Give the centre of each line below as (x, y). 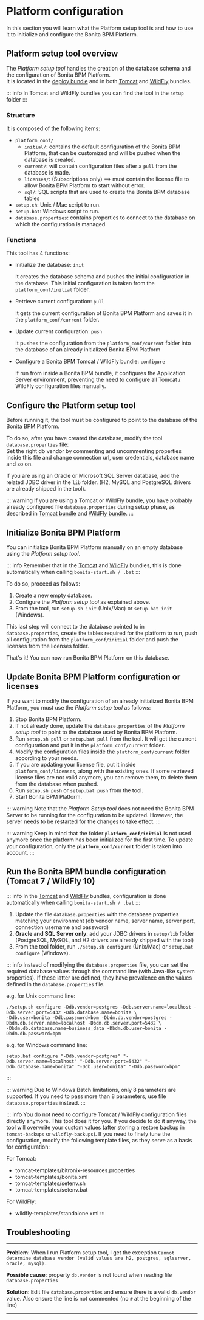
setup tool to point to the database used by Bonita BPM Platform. (96, 732)
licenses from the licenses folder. (48, 646)
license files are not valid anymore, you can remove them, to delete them (106, 777)
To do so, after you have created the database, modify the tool (84, 438)
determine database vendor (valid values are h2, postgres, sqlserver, (99, 1259)
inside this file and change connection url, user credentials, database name (100, 458)
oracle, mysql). (27, 1264)
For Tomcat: (21, 1158)
